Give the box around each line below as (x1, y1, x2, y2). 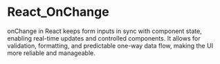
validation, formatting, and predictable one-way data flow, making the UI (7, 41, 213, 50)
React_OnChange (7, 4, 109, 20)
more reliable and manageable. (7, 49, 95, 57)
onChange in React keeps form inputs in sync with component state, (7, 27, 202, 35)
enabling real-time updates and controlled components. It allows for (7, 34, 201, 42)
